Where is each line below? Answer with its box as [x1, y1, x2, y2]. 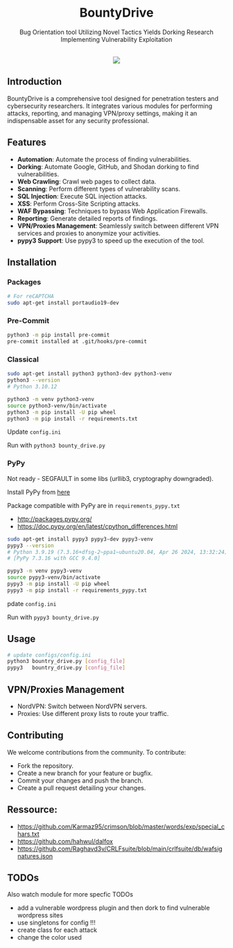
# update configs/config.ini [7, 651, 92, 658]
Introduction [7, 76, 62, 88]
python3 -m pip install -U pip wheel [7, 409, 116, 416]
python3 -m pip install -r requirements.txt [7, 415, 138, 422]
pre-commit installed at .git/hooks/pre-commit [7, 338, 148, 345]
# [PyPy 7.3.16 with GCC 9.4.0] [7, 555, 101, 562]
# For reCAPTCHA [7, 293, 54, 300]
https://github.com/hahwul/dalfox [17, 837, 113, 845]
